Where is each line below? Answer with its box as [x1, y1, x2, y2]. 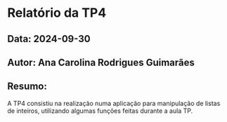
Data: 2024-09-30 [7, 33, 91, 45]
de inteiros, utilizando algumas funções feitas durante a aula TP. [7, 107, 193, 115]
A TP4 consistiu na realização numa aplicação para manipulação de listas [7, 99, 221, 107]
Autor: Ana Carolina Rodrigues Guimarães [7, 56, 195, 68]
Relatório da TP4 [7, 5, 107, 21]
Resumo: [7, 81, 47, 93]
